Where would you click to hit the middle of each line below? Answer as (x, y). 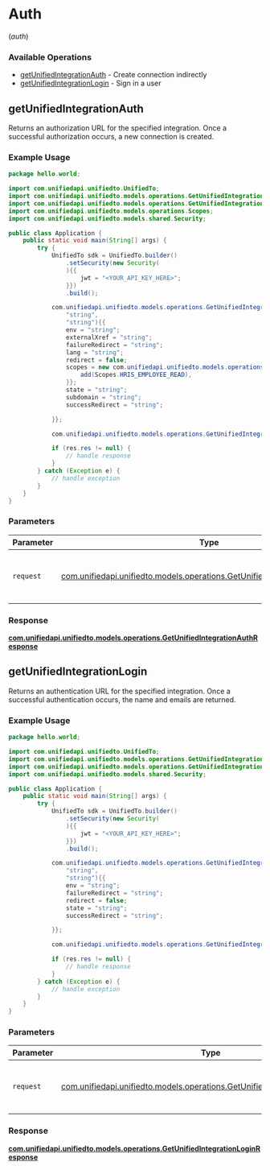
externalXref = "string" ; (109, 337)
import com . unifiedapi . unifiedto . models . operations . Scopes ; (111, 211)
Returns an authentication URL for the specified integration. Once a (119, 691)
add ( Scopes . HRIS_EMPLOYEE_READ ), (136, 375)
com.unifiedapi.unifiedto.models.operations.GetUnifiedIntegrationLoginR (135, 1148)
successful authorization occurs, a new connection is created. (111, 137)
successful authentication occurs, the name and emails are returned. (122, 699)
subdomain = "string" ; (104, 397)
